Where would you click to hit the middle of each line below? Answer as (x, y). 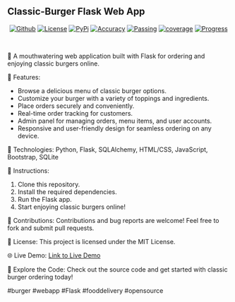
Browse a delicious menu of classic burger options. (92, 90)
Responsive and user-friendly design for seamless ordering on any (114, 128)
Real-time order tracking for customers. (75, 113)
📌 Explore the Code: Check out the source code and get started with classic (117, 269)
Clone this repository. (49, 184)
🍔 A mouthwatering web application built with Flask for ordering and (106, 56)
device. (28, 135)
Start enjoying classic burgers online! (71, 207)
